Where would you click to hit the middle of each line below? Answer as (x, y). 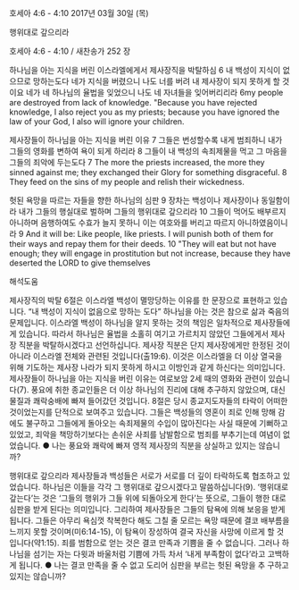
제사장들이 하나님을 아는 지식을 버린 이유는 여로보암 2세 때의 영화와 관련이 (138, 379)
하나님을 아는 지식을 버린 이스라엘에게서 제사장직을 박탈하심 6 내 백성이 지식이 (145, 70)
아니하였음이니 (262, 223)
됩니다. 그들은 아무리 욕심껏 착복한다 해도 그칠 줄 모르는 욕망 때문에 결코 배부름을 (149, 520)
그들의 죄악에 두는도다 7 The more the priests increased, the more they (137, 162)
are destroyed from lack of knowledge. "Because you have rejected (133, 102)
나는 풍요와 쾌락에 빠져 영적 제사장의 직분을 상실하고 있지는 (154, 446)
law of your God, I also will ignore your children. (97, 122)
